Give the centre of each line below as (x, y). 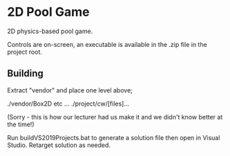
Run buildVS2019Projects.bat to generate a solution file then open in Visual (114, 137)
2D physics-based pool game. (50, 31)
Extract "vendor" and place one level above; (70, 90)
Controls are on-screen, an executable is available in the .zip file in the (107, 44)
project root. (25, 52)
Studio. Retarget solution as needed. (59, 145)
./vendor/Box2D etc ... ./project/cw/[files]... (68, 104)
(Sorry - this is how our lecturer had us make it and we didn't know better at (115, 117)
